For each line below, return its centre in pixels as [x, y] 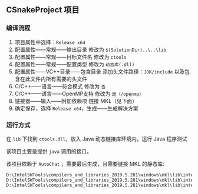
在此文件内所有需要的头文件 [53, 79]
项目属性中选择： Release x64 [50, 42]
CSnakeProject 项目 [43, 10]
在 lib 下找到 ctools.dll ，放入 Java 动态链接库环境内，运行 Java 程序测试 [97, 139]
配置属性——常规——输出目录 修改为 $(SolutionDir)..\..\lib [90, 49]
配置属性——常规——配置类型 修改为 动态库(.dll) [75, 64]
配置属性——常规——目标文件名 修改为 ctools [70, 56]
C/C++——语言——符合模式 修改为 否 [60, 86]
